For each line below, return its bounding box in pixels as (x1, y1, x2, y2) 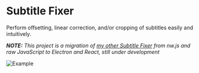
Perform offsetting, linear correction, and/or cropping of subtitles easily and (6, 24, 194, 31)
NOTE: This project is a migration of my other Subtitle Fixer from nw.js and (6, 42, 191, 49)
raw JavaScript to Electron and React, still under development (6, 48, 160, 55)
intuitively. (6, 30, 32, 37)
